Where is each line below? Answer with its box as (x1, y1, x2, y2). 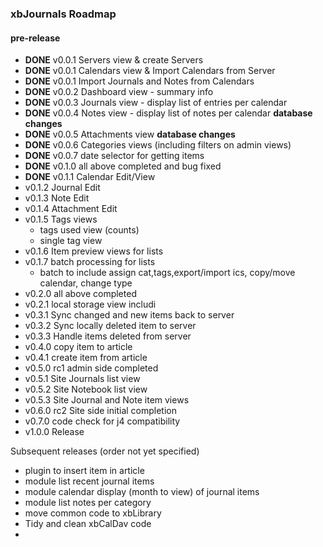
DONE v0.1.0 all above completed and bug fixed (24, 160, 222, 172)
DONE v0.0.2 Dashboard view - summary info (24, 86, 214, 98)
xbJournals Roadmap (10, 7, 117, 21)
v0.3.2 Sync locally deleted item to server (24, 320, 197, 332)
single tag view (39, 235, 103, 247)
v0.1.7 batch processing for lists (24, 256, 156, 268)
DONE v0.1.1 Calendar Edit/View (24, 171, 156, 183)
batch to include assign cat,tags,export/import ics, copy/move (39, 267, 296, 279)
